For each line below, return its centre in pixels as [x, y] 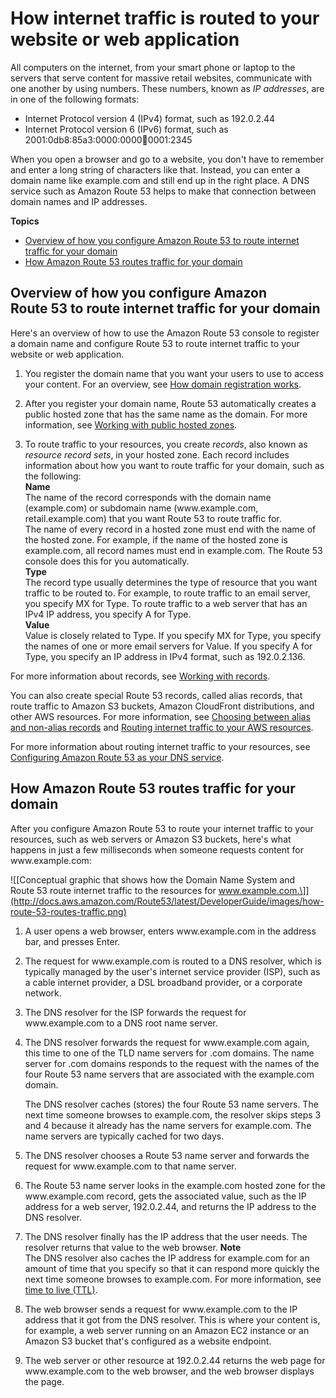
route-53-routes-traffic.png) [68, 911]
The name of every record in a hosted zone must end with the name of [170, 529]
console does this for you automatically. [107, 561]
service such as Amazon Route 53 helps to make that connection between [163, 191]
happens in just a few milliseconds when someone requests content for [157, 849]
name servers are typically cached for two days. [124, 1136]
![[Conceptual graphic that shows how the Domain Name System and [153, 879]
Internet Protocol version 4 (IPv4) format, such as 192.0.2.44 [150, 118]
